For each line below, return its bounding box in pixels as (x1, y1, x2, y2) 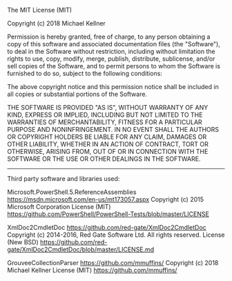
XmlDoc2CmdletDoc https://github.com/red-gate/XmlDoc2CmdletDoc (7, 224, 207, 231)
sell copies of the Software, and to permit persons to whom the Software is (7, 62, 221, 70)
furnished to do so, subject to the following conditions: (7, 69, 162, 77)
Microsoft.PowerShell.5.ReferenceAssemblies (7, 188, 137, 196)
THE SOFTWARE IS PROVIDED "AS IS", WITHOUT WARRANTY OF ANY (7, 104, 209, 111)
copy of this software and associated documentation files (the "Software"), (7, 40, 221, 48)
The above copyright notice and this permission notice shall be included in (7, 83, 219, 90)
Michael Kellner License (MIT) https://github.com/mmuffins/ (7, 266, 177, 274)
